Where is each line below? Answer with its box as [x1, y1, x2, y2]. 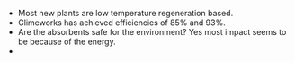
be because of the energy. [17, 36, 116, 47]
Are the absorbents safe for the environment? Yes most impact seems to [17, 27, 287, 37]
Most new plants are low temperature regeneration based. [17, 8, 234, 18]
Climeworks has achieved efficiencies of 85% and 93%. [17, 17, 227, 28]
